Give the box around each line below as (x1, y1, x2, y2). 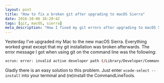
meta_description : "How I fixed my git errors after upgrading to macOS (5, 25, 156, 30)
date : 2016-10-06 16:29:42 (5, 16, 60, 21)
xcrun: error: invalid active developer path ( (5, 59, 104, 63)
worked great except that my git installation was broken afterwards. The (5, 44, 150, 50)
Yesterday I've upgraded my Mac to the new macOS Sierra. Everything (5, 39, 147, 44)
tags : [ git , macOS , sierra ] (5, 21, 62, 26)
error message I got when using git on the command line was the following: (5, 49, 157, 55)
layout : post (5, 7, 32, 12)
